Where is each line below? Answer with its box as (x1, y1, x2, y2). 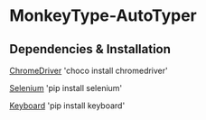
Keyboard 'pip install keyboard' (9, 100, 126, 111)
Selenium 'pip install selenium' (9, 83, 123, 93)
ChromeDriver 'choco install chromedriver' (9, 65, 169, 76)
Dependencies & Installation (9, 42, 172, 57)
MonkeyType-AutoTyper (9, 5, 197, 26)
